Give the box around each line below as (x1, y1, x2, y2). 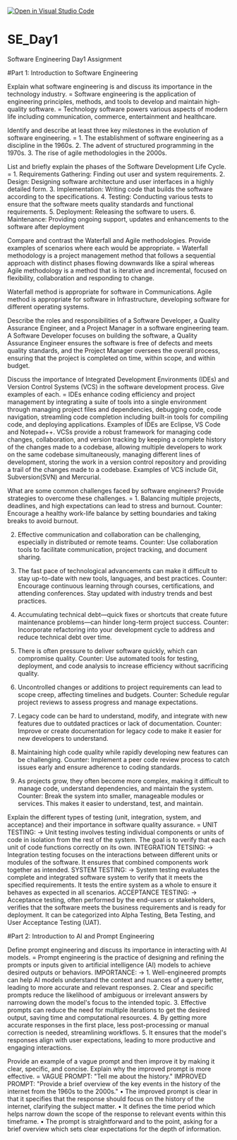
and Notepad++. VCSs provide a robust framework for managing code (7, 427, 212, 436)
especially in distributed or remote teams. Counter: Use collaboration (17, 538, 219, 546)
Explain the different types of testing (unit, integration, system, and (7, 812, 202, 821)
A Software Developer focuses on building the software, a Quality (7, 331, 197, 340)
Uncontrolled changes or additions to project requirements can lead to (17, 683, 222, 691)
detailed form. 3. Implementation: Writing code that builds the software (7, 185, 213, 193)
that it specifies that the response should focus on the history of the (7, 1094, 205, 1103)
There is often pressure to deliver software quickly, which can (17, 646, 197, 655)
